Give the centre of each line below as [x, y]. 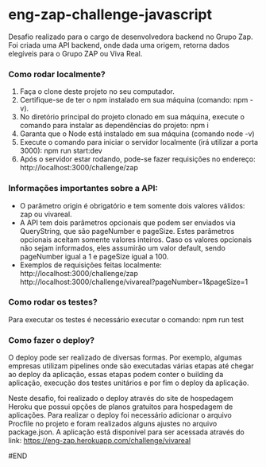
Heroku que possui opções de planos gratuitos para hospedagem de [121, 407]
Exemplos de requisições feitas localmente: [91, 265]
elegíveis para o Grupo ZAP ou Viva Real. [75, 53]
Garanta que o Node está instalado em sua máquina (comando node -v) [137, 134]
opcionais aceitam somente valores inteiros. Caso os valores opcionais [136, 239]
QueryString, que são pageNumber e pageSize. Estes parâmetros [127, 231]
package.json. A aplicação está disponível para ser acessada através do [126, 432]
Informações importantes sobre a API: [83, 189]
